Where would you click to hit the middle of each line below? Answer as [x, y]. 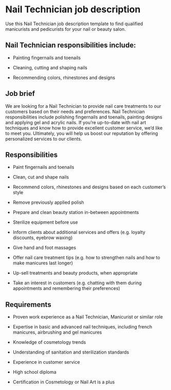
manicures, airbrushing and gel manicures [57, 333]
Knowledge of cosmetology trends [49, 342]
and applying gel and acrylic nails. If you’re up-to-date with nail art [76, 122]
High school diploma [34, 372]
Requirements [28, 305]
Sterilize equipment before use [45, 222]
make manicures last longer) [43, 263]
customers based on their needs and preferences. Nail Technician [75, 111]
